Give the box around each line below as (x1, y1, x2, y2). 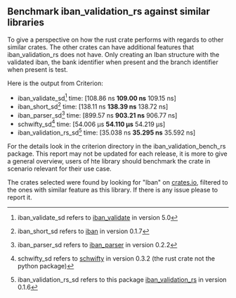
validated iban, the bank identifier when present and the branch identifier (7, 58, 219, 66)
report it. (7, 193, 33, 201)
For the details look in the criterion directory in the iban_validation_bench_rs (7, 142, 226, 151)
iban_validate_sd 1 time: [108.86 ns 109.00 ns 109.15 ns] (17, 92, 177, 102)
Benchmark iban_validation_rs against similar (7, 6, 211, 18)
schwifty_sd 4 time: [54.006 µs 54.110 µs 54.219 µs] (17, 118, 166, 128)
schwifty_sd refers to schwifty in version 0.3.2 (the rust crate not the (17, 254, 216, 263)
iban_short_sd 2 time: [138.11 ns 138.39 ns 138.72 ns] (17, 101, 169, 111)
